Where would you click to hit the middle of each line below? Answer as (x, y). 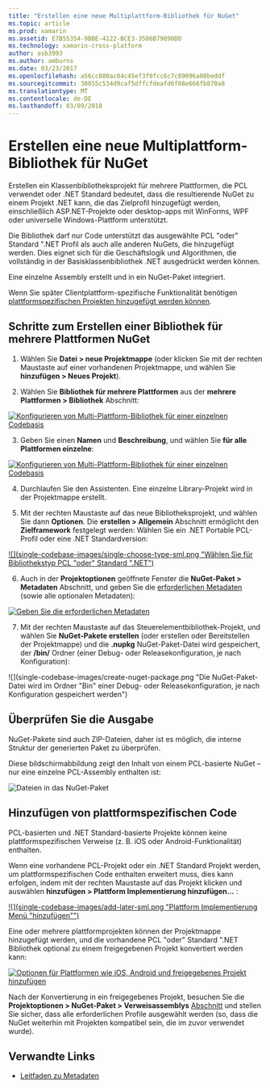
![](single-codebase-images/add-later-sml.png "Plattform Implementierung (133, 907)
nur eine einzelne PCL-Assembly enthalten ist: (85, 772)
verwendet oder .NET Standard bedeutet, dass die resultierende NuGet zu (131, 194)
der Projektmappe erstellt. (63, 497)
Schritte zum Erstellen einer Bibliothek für (116, 327)
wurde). (21, 1031)
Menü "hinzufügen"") (44, 915)
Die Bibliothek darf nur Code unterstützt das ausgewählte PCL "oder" (123, 236)
